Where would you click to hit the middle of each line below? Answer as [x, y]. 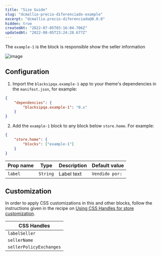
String [47, 174]
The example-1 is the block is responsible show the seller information [75, 47]
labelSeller [22, 234]
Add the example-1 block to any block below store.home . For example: [83, 126]
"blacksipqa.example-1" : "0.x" [55, 107]
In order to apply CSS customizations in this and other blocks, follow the [79, 203]
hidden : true [19, 23]
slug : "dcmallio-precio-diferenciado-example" [54, 14]
